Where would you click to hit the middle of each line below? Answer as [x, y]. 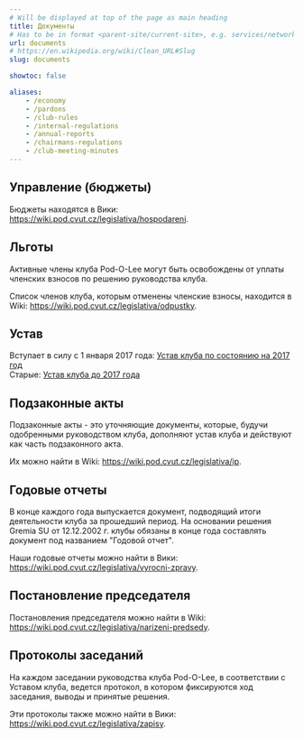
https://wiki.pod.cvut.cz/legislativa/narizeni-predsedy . [110, 627]
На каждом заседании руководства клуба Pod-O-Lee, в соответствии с [147, 677]
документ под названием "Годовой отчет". [92, 540]
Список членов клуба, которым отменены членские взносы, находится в [151, 296]
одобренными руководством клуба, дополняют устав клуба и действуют [151, 435]
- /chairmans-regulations [74, 143]
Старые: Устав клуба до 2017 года [75, 374]
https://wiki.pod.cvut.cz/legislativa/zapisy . [88, 724]
